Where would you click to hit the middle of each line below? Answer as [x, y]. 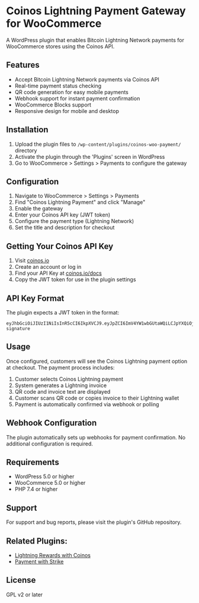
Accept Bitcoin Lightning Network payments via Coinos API [87, 79]
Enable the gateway [39, 209]
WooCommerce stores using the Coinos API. [60, 46]
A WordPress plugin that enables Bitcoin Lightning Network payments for [95, 40]
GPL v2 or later [25, 594]
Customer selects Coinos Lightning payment [69, 379]
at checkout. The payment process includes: [60, 368]
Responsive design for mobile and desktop [67, 111]
